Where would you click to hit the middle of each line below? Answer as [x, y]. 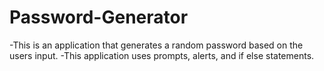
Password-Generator [99, 17]
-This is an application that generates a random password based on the [156, 45]
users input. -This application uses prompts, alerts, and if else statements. [162, 55]
